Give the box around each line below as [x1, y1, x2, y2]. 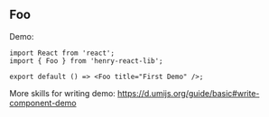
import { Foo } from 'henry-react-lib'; [9, 56, 164, 66]
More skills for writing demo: [9, 87, 116, 98]
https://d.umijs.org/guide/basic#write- [116, 87, 260, 98]
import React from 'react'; [9, 49, 116, 58]
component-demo [9, 97, 77, 108]
